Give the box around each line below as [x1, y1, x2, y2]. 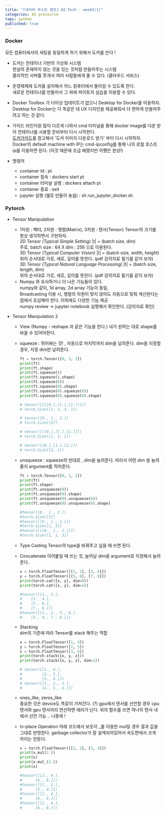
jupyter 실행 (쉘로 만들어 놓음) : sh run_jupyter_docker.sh [19, 192, 133, 198]
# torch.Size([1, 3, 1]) [19, 434, 71, 439]
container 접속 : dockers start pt [19, 174, 84, 180]
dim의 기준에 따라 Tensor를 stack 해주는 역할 [19, 629, 108, 635]
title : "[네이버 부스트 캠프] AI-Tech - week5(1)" [5, 7, 103, 12]
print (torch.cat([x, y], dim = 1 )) [19, 583, 89, 588]
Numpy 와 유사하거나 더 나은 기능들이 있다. [19, 278, 103, 284]
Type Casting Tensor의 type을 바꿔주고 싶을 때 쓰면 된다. [19, 543, 132, 549]
